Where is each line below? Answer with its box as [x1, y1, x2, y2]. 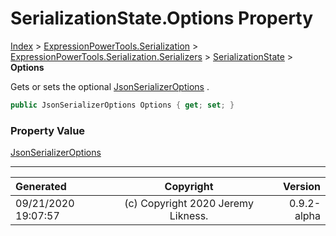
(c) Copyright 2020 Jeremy [124, 197, 254, 211]
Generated [15, 180, 67, 194]
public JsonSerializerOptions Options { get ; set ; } [10, 100, 235, 110]
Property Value [10, 123, 86, 137]
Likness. [169, 209, 209, 223]
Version [282, 180, 321, 194]
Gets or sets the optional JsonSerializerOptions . [10, 80, 210, 92]
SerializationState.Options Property [10, 7, 314, 30]
